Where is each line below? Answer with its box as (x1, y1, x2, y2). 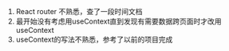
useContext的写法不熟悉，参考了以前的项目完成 (15, 35, 173, 44)
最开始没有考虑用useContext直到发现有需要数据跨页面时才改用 (15, 16, 222, 26)
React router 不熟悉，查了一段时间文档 (15, 7, 143, 16)
